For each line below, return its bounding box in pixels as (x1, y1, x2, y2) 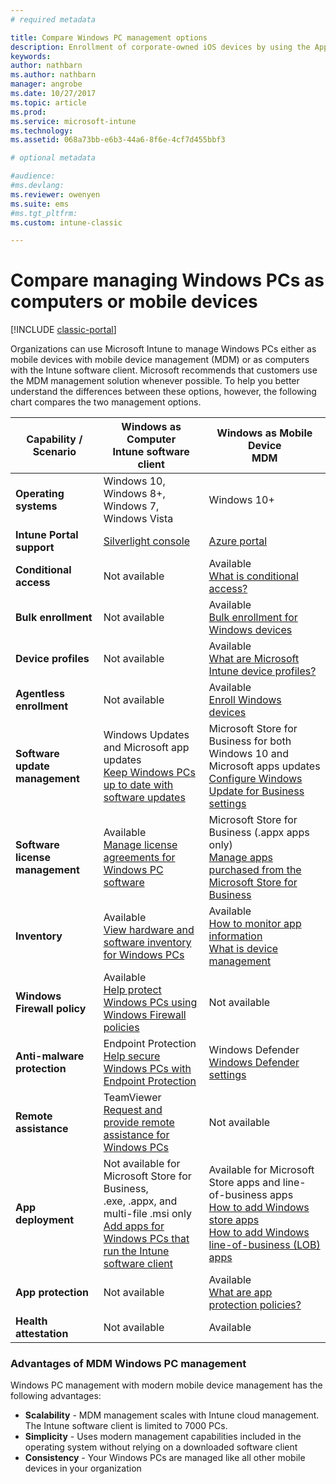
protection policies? (208, 1298, 302, 1312)
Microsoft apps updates (208, 759, 321, 773)
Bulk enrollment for (208, 611, 298, 625)
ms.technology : (10, 126, 74, 136)
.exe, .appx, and (103, 1194, 178, 1208)
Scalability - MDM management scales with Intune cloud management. (24, 1409, 320, 1421)
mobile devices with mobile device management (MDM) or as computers (10, 354, 310, 366)
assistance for (103, 1128, 170, 1142)
